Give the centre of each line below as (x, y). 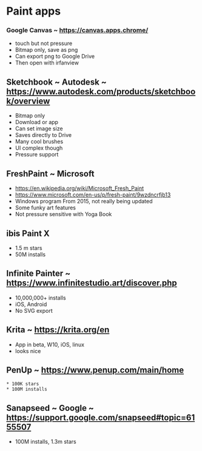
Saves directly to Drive (43, 135)
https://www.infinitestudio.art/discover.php (92, 283)
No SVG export (34, 310)
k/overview (28, 101)
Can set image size (39, 128)
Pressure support (37, 155)
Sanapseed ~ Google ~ (50, 408)
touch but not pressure (44, 43)
